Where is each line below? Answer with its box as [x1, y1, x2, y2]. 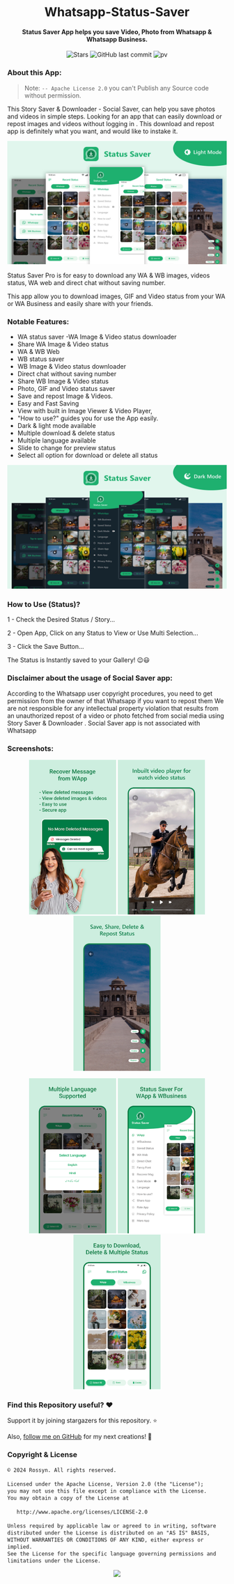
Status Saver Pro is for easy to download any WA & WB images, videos [7, 271, 210, 279]
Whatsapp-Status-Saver [44, 4, 190, 20]
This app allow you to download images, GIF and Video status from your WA [7, 292, 226, 300]
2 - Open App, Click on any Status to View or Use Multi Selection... [7, 629, 198, 638]
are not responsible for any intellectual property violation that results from [7, 704, 219, 712]
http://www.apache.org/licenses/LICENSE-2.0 [16, 1508, 148, 1516]
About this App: [7, 68, 62, 77]
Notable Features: [7, 317, 70, 327]
